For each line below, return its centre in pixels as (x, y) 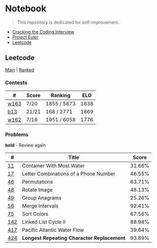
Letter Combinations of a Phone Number (69, 174)
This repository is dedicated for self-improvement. (68, 22)
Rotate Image (37, 190)
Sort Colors (35, 214)
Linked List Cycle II (44, 222)
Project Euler (25, 37)
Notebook (26, 9)
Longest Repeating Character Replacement (74, 238)
